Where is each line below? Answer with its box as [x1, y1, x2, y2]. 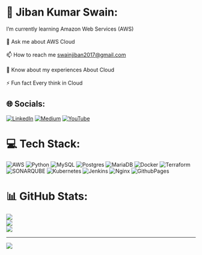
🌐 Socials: [6, 99, 46, 109]
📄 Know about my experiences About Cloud [6, 66, 115, 73]
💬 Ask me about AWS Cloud [6, 38, 75, 45]
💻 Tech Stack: [6, 137, 81, 151]
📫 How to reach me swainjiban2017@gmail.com [6, 51, 126, 58]
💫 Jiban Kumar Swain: [6, 5, 118, 19]
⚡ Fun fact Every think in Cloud [6, 79, 83, 86]
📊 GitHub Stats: [6, 189, 88, 203]
